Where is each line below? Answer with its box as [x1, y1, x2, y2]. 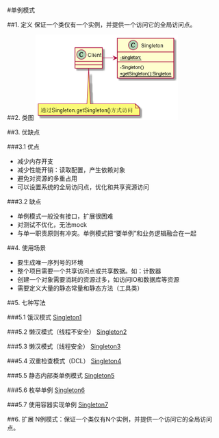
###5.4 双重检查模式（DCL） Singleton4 [7, 357, 122, 365]
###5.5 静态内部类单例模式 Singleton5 [7, 372, 115, 379]
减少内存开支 [16, 157, 53, 165]
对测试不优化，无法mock [16, 221, 88, 228]
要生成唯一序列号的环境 [16, 258, 83, 266]
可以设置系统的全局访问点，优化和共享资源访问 [16, 183, 149, 191]
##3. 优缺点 [7, 128, 40, 136]
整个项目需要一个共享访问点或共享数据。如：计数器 [16, 267, 162, 275]
